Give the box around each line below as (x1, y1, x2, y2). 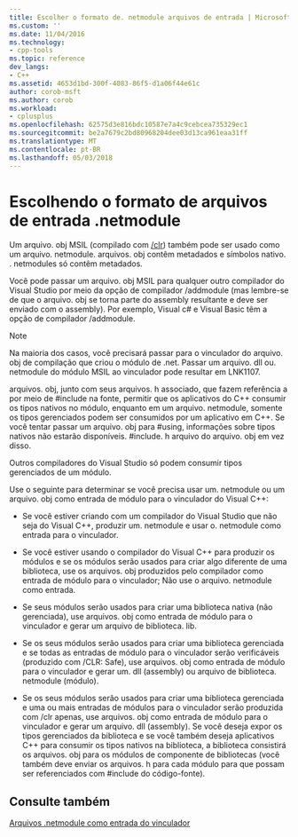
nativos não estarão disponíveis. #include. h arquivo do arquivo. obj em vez (9, 431, 286, 442)
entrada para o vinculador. (21, 530, 119, 541)
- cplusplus (9, 112, 53, 121)
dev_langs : (9, 63, 50, 72)
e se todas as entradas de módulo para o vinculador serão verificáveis (21, 647, 279, 658)
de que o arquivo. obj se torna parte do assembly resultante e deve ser (9, 295, 269, 305)
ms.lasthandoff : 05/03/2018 (9, 153, 114, 162)
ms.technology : (9, 37, 66, 47)
